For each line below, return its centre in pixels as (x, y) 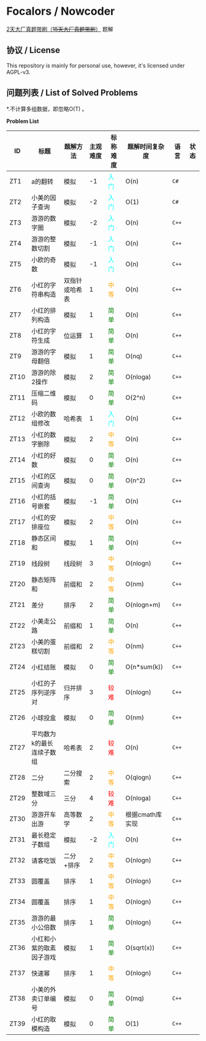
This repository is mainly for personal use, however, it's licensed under (96, 65)
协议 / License (33, 50)
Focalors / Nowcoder (61, 11)
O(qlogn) (138, 777)
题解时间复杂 (146, 147)
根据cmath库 (144, 815)
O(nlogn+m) (143, 605)
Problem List (23, 121)
